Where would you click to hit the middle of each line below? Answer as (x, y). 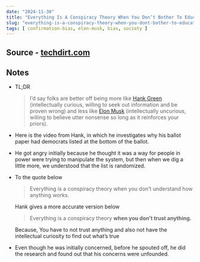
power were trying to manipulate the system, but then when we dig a (99, 160)
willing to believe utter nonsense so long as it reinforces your (104, 117)
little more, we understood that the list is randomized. (80, 166)
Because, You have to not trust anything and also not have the (91, 230)
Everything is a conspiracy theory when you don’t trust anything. (110, 219)
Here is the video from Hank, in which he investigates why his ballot (98, 135)
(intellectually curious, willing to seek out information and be (103, 105)
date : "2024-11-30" (30, 12)
